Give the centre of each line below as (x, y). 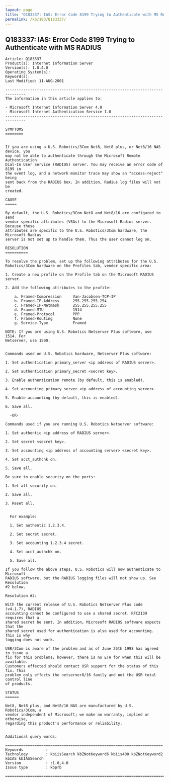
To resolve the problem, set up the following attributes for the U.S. (82, 262)
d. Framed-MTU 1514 (48, 310)
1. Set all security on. (31, 486)
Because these (20, 226)
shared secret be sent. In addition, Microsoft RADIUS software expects (83, 622)
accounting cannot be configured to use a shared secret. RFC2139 (76, 614)
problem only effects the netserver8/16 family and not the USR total (81, 675)
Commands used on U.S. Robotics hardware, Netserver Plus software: (78, 354)
